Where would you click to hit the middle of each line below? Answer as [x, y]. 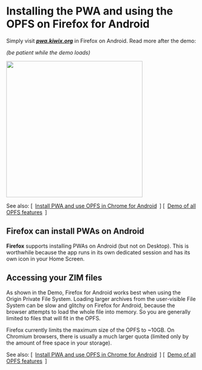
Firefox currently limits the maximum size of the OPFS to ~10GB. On [90, 330]
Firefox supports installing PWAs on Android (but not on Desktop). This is [98, 246]
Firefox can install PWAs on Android [75, 231]
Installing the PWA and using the [90, 11]
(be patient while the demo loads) [48, 52]
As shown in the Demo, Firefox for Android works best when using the [94, 292]
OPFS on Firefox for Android [78, 24]
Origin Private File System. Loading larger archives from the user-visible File [101, 299]
